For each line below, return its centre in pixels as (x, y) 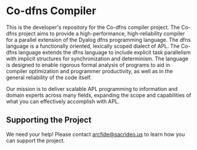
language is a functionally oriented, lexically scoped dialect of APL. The (93, 46)
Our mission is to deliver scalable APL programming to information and (92, 89)
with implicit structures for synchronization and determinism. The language (97, 58)
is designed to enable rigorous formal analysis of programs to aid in (88, 65)
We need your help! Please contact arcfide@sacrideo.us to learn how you (96, 134)
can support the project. (35, 141)
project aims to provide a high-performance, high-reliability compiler (102, 33)
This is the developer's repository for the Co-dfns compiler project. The (93, 27)
